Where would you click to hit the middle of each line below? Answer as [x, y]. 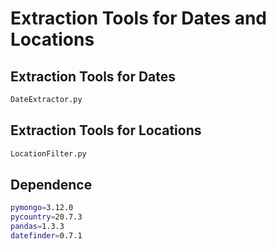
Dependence [51, 184]
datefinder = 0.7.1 [46, 236]
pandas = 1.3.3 [37, 227]
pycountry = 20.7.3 [46, 217]
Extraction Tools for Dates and [139, 18]
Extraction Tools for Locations [106, 130]
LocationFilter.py [48, 153]
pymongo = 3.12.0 [42, 208]
